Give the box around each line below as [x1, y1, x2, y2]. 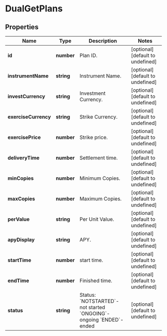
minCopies [7, 175, 34, 182]
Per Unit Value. [79, 216, 114, 222]
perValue [7, 216, 30, 222]
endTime [7, 277, 29, 284]
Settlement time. [79, 154, 118, 161]
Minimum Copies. [79, 175, 120, 182]
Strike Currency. [79, 114, 118, 120]
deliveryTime [7, 154, 40, 161]
